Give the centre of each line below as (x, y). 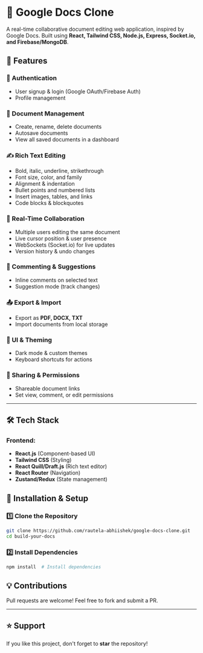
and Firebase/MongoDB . (37, 42)
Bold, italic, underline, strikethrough (59, 171)
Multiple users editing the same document (67, 232)
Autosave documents (41, 133)
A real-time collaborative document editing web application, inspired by (95, 29)
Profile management (40, 98)
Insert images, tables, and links (53, 197)
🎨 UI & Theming (29, 340)
